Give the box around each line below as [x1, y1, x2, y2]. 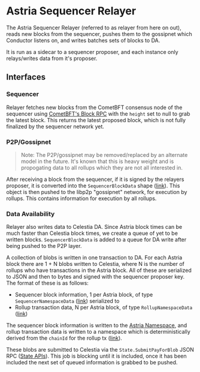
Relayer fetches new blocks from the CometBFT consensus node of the [6, 104, 183, 111]
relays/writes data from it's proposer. [6, 55, 98, 62]
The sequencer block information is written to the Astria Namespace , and [6, 322, 187, 329]
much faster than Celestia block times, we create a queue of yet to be [6, 229, 178, 237]
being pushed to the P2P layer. [6, 243, 82, 250]
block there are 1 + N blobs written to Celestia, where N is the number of [6, 261, 184, 268]
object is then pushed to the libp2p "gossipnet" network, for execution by [6, 188, 187, 195]
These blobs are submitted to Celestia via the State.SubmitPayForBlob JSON [6, 346, 195, 353]
